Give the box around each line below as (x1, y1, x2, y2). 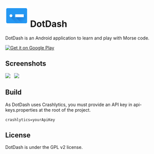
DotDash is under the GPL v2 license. (5, 144, 83, 150)
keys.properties (5, 107, 38, 113)
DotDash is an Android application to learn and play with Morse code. (5, 35, 150, 41)
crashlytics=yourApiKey (5, 117, 56, 122)
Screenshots (5, 60, 46, 68)
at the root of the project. (38, 107, 91, 113)
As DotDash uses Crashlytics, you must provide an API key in (5, 101, 133, 108)
